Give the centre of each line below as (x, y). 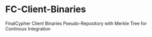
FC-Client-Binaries (46, 9)
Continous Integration (28, 28)
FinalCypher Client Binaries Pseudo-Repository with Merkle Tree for (76, 23)
